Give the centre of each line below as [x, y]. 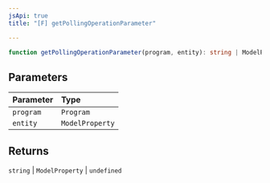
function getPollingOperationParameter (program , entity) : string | [124, 52]
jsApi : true [28, 16]
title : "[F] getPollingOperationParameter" [82, 23]
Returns [29, 150]
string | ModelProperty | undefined [65, 170]
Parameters [38, 77]
